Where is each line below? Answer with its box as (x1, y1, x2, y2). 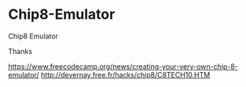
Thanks (8, 46, 33, 56)
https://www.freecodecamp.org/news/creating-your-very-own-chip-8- (8, 61, 238, 71)
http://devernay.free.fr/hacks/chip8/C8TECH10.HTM (40, 70, 211, 79)
